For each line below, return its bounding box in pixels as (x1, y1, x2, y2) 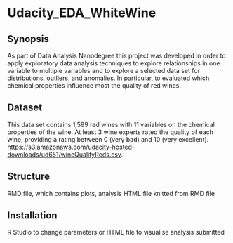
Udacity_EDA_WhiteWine (7, 5, 157, 21)
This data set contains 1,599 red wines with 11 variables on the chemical (7, 120, 215, 129)
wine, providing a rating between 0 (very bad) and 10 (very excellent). (7, 135, 209, 143)
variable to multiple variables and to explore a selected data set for (7, 67, 200, 74)
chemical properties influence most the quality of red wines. (7, 81, 181, 89)
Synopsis (7, 33, 49, 45)
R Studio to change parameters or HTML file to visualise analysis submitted (7, 228, 225, 237)
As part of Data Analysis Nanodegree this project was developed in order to (7, 51, 226, 60)
